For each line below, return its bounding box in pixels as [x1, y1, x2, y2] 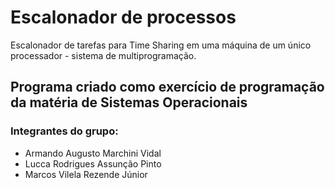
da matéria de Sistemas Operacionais [10, 94, 248, 111]
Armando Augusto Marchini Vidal [24, 147, 162, 159]
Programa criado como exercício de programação [10, 79, 325, 96]
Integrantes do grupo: [10, 124, 119, 138]
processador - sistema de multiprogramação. [10, 49, 197, 61]
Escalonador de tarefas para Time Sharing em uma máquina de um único [10, 39, 312, 51]
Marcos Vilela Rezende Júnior [24, 168, 148, 180]
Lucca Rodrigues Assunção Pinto [24, 157, 162, 170]
